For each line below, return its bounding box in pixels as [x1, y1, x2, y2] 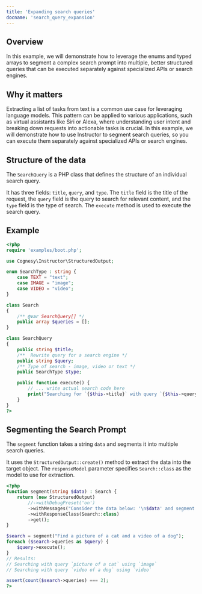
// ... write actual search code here [28, 386, 125, 392]
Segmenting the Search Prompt [6, 424, 126, 434]
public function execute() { [17, 380, 90, 386]
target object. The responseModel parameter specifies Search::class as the [6, 465, 191, 472]
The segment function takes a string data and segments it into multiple [6, 440, 179, 448]
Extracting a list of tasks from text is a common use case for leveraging [6, 105, 182, 113]
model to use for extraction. [6, 471, 75, 479]
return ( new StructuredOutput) [17, 495, 96, 501]
